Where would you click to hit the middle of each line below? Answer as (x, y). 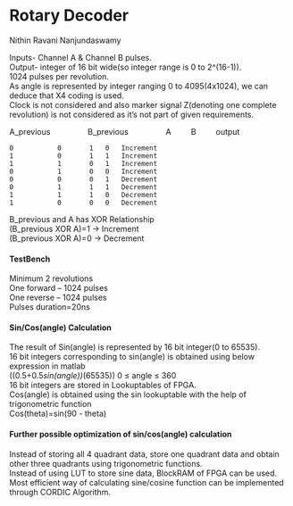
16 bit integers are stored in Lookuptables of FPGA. (103, 386)
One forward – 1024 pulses (59, 288)
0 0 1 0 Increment (84, 148)
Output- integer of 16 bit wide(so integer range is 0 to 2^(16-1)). (126, 67)
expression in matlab (48, 366)
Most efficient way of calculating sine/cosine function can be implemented (146, 482)
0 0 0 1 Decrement (84, 179)
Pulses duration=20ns (50, 307)
